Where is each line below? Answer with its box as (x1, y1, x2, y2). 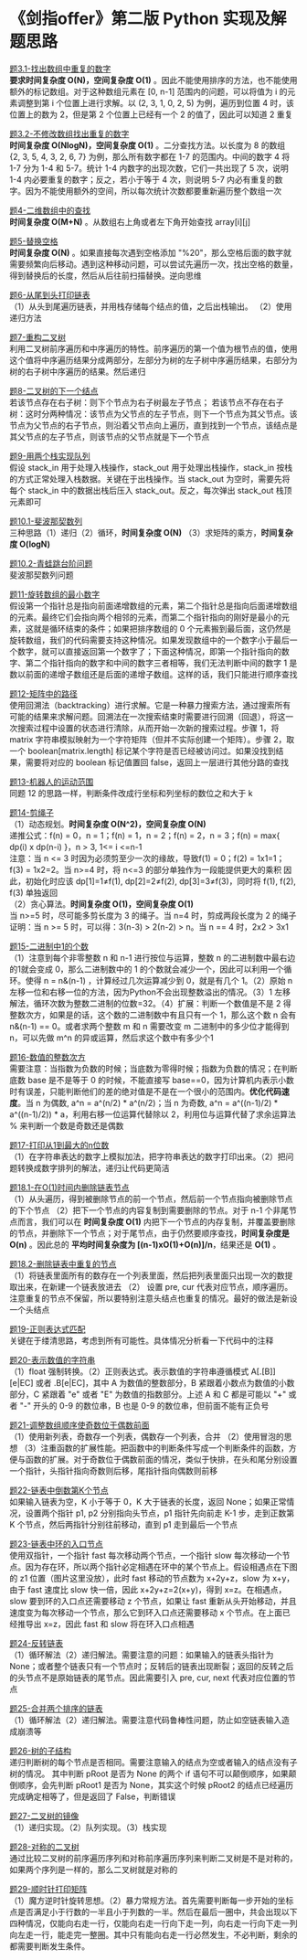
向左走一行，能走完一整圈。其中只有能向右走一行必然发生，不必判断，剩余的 (9, 1929, 298, 1940)
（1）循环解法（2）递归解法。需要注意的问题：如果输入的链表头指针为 (9, 1649, 274, 1660)
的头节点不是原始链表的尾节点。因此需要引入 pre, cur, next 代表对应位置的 (9, 1672, 288, 1683)
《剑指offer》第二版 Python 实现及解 (9, 8, 287, 29)
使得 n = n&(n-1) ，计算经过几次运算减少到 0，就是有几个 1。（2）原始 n (25, 975, 293, 985)
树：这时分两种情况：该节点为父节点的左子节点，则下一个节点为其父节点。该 (9, 408, 298, 419)
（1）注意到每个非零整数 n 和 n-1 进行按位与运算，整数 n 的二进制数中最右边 (9, 952, 296, 963)
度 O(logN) (9, 538, 51, 549)
